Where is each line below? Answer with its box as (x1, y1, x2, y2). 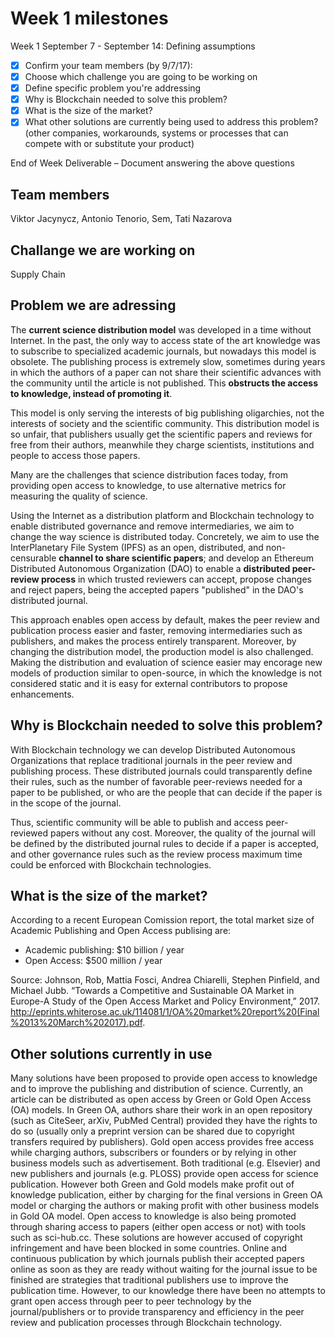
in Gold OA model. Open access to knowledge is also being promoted (10, 1210, 297, 1222)
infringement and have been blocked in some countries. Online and (10, 1242, 288, 1254)
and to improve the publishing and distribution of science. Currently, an (10, 1083, 304, 1095)
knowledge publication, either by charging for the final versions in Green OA (10, 1189, 323, 1201)
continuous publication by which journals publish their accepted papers (10, 1253, 305, 1265)
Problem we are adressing (10, 297, 177, 314)
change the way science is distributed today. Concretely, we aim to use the (10, 530, 320, 542)
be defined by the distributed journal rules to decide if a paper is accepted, (10, 837, 320, 849)
